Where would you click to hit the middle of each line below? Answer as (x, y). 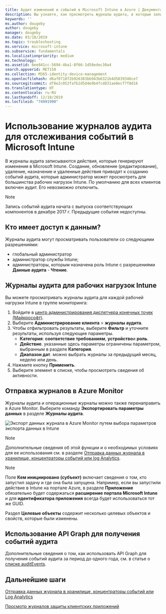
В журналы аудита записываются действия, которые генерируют (74, 161)
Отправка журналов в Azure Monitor (64, 391)
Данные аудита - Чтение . (40, 270)
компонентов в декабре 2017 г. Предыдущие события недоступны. (76, 212)
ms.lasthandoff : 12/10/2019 (34, 97)
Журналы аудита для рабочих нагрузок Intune (81, 285)
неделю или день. (39, 359)
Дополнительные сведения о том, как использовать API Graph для (76, 554)
